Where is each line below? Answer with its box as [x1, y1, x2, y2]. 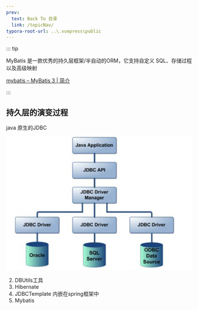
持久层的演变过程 [6, 107, 68, 117]
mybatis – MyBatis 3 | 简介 [6, 77, 70, 84]
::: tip [6, 45, 19, 52]
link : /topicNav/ [11, 22, 54, 28]
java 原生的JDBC [6, 124, 47, 131]
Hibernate [14, 283, 39, 290]
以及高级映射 [6, 65, 37, 72]
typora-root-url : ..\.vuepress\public [6, 28, 101, 34]
